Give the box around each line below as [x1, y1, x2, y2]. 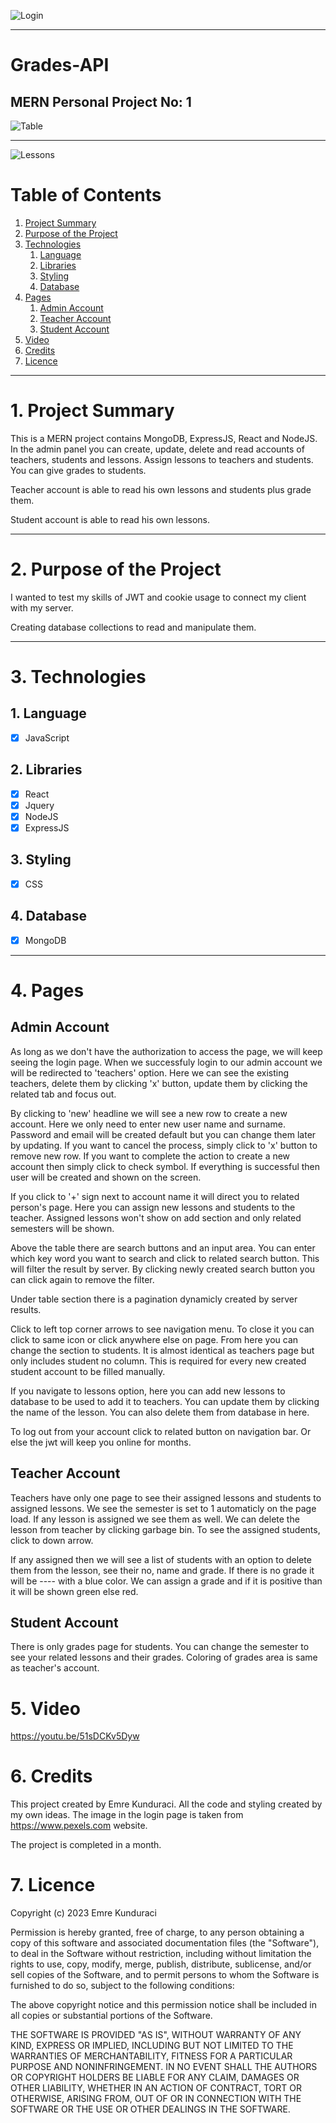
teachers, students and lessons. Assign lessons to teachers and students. [10, 453, 314, 465]
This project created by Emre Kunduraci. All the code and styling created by [10, 1798, 323, 1810]
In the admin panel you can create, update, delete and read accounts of [10, 443, 305, 455]
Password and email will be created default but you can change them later [10, 1128, 317, 1140]
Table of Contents [10, 184, 162, 207]
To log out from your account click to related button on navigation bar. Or [10, 1425, 312, 1437]
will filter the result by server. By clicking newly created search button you [10, 1263, 316, 1275]
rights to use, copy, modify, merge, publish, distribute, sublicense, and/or [10, 1958, 312, 1970]
